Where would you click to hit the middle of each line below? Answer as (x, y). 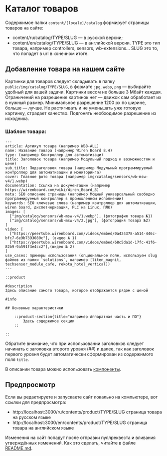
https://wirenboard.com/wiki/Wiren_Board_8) (52, 190)
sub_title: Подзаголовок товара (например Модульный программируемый (79, 168)
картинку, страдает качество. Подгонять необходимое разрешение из (81, 113)
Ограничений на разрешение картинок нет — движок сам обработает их (83, 97)
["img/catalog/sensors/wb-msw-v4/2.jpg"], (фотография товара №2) (80, 220)
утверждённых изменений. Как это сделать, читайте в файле (71, 442)
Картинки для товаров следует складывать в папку (60, 81)
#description (19, 286)
